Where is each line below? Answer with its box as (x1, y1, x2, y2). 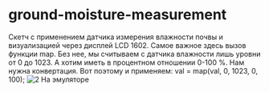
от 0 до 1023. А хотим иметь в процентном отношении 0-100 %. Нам (8, 58, 245, 67)
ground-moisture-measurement (8, 6, 227, 24)
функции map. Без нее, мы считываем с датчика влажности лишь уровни (8, 49, 261, 58)
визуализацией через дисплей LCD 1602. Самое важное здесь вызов (8, 40, 247, 50)
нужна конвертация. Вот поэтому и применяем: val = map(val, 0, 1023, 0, (8, 66, 259, 75)
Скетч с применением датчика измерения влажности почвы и (8, 32, 223, 42)
